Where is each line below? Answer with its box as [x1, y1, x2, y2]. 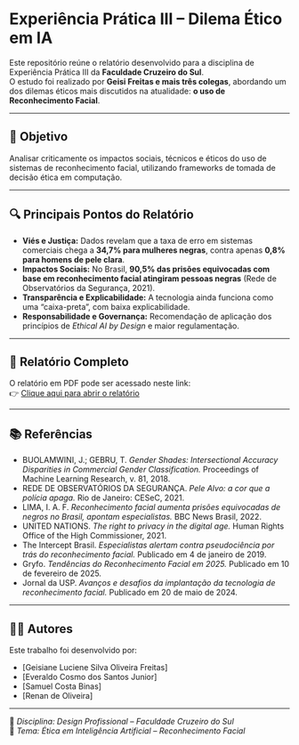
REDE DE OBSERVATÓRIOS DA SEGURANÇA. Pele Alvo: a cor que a [21, 483, 271, 494]
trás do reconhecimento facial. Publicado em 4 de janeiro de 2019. [21, 549, 267, 560]
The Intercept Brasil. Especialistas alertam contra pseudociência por [21, 539, 275, 551]
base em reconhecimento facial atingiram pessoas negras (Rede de [21, 272, 278, 284]
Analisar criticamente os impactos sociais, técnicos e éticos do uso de [9, 152, 267, 164]
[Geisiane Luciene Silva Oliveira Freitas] [21, 662, 168, 672]
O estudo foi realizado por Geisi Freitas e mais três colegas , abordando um [9, 76, 287, 86]
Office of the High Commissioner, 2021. [21, 530, 167, 541]
